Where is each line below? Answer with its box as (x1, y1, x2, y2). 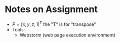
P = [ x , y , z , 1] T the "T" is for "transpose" (12, 20, 96, 27)
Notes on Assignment (5, 4, 98, 15)
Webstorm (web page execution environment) (19, 32, 116, 38)
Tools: (12, 26, 25, 32)
